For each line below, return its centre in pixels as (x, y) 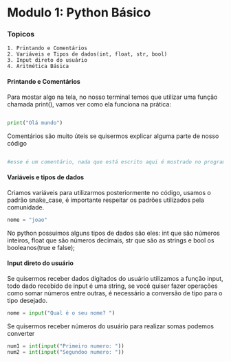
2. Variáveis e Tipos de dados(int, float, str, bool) (87, 54)
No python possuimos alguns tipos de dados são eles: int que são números (113, 233)
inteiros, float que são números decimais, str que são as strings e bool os (111, 240)
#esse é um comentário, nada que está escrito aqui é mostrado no (104, 162)
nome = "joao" (27, 220)
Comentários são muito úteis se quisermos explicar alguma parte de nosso (113, 136)
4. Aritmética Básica (38, 67)
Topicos (21, 34)
